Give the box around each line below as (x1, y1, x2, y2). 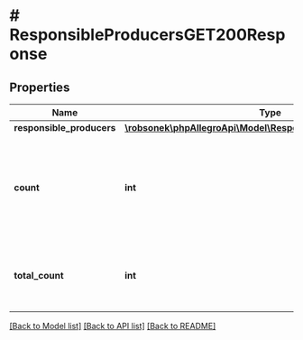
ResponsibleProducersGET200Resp (9, 24, 286, 45)
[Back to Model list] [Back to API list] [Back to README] (9, 321, 216, 331)
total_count (14, 270, 64, 281)
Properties (9, 79, 70, 95)
